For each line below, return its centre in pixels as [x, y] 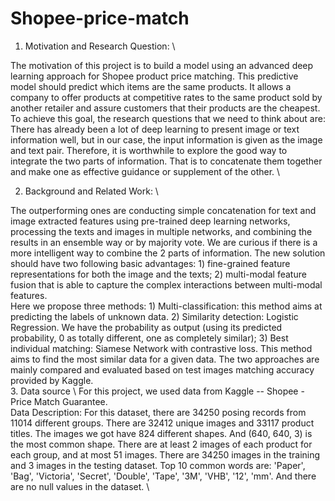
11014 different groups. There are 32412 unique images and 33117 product [162, 423]
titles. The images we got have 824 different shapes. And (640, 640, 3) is [161, 433]
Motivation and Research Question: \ [100, 46]
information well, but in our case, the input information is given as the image [166, 139]
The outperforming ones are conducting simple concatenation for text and [163, 210]
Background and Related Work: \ [91, 191]
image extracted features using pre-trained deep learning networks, [150, 221]
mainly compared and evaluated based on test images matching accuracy [162, 369]
